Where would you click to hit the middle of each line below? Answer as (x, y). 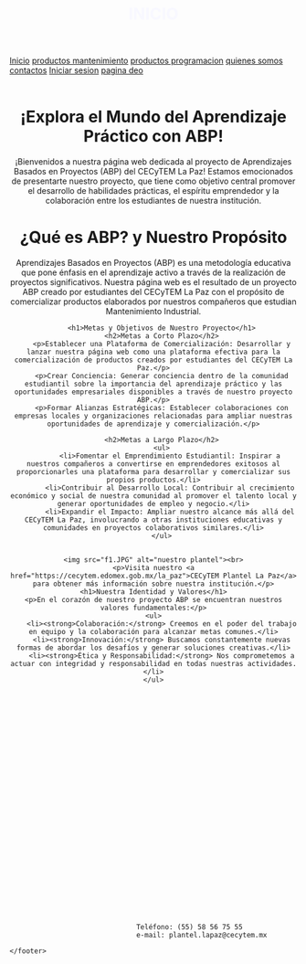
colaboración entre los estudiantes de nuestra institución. (153, 201)
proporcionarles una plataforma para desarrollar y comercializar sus (153, 472)
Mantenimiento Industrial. (153, 312)
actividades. (272, 664)
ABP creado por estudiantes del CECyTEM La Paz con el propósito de (153, 292)
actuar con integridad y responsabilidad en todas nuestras (127, 664)
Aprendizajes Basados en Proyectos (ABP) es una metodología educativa (153, 263)
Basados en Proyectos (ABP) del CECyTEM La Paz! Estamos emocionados (153, 172)
